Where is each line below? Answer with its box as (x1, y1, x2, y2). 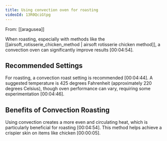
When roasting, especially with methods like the (5, 36, 105, 42)
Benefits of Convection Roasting (5, 105, 110, 114)
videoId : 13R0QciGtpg (5, 12, 51, 17)
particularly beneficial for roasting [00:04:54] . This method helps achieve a (5, 125, 162, 131)
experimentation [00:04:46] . (5, 91, 65, 97)
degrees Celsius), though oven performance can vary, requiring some (5, 86, 151, 92)
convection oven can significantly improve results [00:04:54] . (5, 47, 134, 53)
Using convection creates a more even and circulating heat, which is (5, 119, 148, 125)
